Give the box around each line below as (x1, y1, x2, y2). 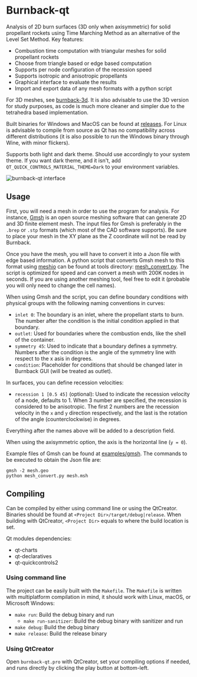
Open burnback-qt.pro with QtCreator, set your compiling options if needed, (6, 658, 191, 665)
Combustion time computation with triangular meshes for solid (14, 47, 166, 54)
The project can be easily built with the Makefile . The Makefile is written (6, 587, 182, 594)
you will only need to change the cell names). (6, 281, 116, 289)
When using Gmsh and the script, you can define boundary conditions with (6, 293, 189, 300)
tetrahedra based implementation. (6, 109, 88, 116)
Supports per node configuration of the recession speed (14, 66, 152, 73)
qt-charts (14, 546, 38, 553)
